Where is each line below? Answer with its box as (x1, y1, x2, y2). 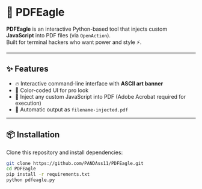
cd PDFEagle (6, 166, 36, 172)
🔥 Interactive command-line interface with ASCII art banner (14, 79, 164, 87)
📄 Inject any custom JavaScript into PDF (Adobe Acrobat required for (14, 93, 186, 100)
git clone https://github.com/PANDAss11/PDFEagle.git (6, 160, 144, 166)
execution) (14, 99, 42, 107)
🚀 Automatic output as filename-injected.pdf (14, 105, 128, 113)
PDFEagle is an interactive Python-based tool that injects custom (6, 25, 167, 33)
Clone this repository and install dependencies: (6, 149, 123, 156)
